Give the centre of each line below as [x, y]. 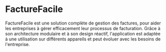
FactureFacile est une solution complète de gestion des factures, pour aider [83, 23]
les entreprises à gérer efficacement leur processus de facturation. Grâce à [83, 28]
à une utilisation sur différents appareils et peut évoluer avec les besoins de [83, 39]
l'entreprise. [17, 44]
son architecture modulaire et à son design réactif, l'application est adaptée [83, 33]
